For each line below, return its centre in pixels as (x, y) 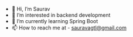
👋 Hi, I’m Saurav (31, 9)
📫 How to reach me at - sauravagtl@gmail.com (69, 28)
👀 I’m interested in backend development (61, 15)
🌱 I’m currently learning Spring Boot (55, 21)
